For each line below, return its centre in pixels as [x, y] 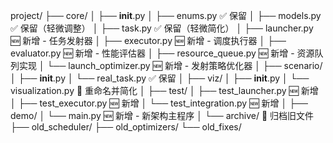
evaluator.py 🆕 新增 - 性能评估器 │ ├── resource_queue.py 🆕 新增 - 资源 [162, 53]
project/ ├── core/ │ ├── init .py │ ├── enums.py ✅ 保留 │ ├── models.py [166, 15]
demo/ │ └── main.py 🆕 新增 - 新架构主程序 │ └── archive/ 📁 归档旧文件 [162, 115]
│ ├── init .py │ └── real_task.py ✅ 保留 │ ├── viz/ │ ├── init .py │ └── [160, 78]
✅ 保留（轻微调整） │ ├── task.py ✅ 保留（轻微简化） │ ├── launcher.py [162, 28]
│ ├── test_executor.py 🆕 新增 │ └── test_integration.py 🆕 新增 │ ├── [159, 103]
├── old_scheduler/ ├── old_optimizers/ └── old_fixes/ [126, 127]
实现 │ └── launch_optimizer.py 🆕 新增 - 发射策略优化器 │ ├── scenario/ [170, 65]
